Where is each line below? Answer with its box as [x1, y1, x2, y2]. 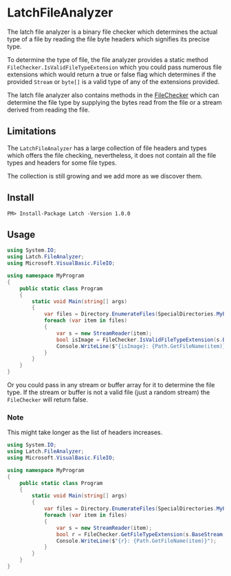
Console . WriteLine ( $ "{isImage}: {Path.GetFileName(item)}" [56, 342, 229, 349]
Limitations [7, 125, 56, 137]
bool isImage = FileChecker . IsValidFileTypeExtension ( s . [56, 336, 223, 343]
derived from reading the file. [7, 105, 90, 114]
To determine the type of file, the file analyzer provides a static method [7, 55, 208, 63]
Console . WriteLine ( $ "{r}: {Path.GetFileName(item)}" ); [56, 537, 217, 544]
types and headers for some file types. [7, 158, 117, 167]
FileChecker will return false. [7, 395, 88, 404]
